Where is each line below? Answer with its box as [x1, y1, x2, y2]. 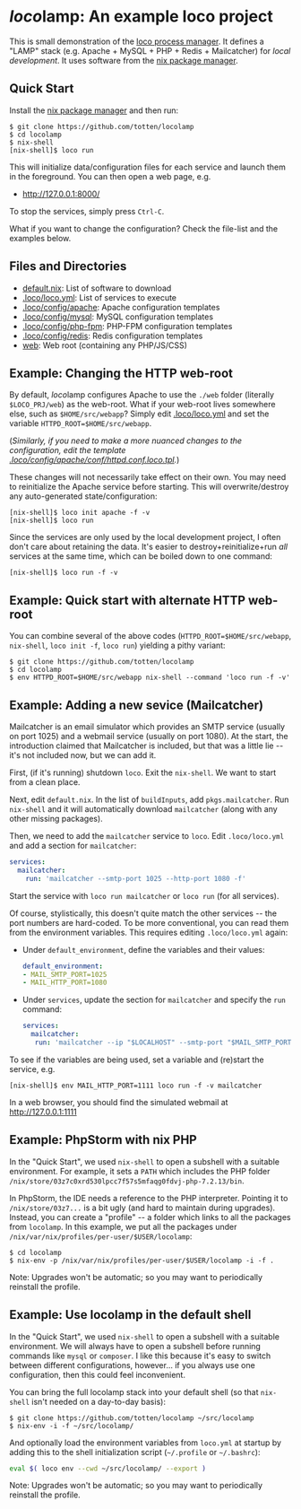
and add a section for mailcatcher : [9, 841, 137, 850]
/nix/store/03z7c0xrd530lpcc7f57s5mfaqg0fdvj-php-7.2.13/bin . [9, 1175, 245, 1186]
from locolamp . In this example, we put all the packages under [9, 1221, 237, 1232]
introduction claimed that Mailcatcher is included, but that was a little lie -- [9, 740, 284, 751]
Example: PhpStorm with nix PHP [9, 1132, 197, 1147]
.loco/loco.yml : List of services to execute [21, 292, 177, 302]
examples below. [9, 232, 72, 243]
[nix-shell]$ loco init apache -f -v [9, 509, 150, 518]
